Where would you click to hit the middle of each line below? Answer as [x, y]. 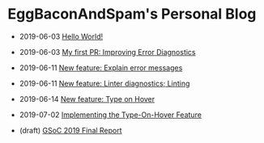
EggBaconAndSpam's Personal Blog [132, 14]
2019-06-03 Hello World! [61, 36]
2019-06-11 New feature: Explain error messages [101, 67]
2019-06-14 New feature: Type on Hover [87, 99]
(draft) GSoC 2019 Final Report [70, 130]
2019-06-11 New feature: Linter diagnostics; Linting [104, 83]
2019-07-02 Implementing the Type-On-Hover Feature [110, 115]
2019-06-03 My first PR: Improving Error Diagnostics [107, 52]
